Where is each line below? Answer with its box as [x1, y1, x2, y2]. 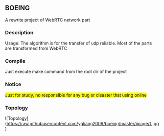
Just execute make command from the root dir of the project [5, 68, 127, 75]
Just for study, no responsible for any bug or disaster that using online [5, 92, 147, 98]
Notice [5, 81, 22, 88]
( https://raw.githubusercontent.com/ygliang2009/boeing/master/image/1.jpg [5, 121, 159, 126]
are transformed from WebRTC [5, 45, 68, 51]
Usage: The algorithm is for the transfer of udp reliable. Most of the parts [5, 40, 152, 46]
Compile [5, 58, 25, 65]
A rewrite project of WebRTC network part [5, 17, 91, 23]
